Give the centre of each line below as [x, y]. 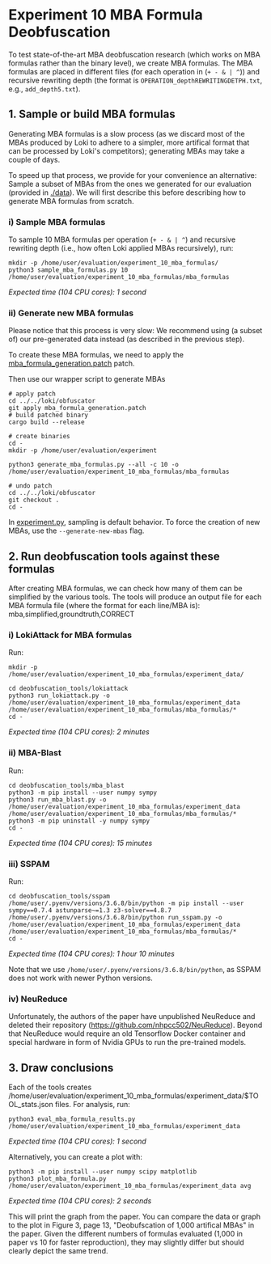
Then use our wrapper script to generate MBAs [87, 379]
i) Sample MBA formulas [57, 222]
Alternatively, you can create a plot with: [76, 1157]
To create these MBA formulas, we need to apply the [96, 355]
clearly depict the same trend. [58, 1251]
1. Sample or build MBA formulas [92, 114]
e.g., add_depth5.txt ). [44, 89]
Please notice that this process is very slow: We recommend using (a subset [135, 331]
